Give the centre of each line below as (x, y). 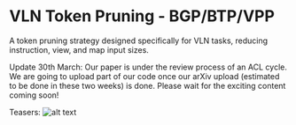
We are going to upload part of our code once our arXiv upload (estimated (144, 76)
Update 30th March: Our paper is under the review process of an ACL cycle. (148, 67)
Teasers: (25, 112)
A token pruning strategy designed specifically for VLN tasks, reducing (139, 40)
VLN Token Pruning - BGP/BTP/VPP (142, 16)
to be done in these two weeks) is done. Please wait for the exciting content (148, 85)
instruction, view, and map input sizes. (79, 49)
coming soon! (34, 95)
